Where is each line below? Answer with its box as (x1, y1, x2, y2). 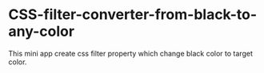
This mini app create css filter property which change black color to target (8, 48, 254, 58)
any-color (8, 22, 74, 40)
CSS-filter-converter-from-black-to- (8, 6, 258, 24)
